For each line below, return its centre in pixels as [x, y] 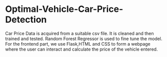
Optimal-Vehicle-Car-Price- [64, 9]
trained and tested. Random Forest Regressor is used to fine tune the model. [84, 39]
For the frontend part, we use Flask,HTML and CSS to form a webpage [78, 44]
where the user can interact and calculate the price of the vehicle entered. [81, 49]
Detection [26, 20]
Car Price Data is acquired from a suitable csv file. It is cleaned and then [79, 33]
